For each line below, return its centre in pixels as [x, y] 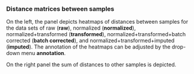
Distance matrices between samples [60, 9]
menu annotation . [44, 53]
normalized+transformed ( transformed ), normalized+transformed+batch [96, 34]
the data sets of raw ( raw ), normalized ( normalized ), [71, 28]
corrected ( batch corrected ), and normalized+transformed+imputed [90, 41]
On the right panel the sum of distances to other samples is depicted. [91, 65]
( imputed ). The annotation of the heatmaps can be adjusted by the [88, 47]
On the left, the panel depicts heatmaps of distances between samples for [97, 22]
